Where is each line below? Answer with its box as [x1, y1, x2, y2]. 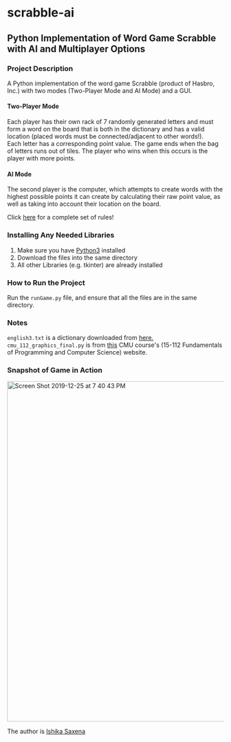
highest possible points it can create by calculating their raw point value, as [7, 193, 221, 201]
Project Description [7, 63, 74, 73]
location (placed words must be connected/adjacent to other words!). [7, 132, 204, 140]
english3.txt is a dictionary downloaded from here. [7, 334, 154, 342]
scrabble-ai [7, 5, 74, 21]
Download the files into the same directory [16, 253, 137, 262]
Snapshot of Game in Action [7, 365, 103, 375]
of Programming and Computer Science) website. [7, 348, 148, 357]
